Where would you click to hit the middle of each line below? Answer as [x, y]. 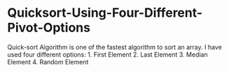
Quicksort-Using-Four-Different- [105, 13]
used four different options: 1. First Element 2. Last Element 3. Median [107, 55]
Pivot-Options [49, 28]
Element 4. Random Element [48, 62]
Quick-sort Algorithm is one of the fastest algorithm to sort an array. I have [114, 47]
